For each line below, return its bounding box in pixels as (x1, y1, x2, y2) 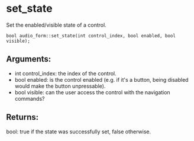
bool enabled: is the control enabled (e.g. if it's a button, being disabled (14, 76, 189, 83)
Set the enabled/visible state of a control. (6, 21, 106, 28)
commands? (14, 95, 45, 102)
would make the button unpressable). (14, 82, 106, 89)
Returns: (6, 112, 39, 123)
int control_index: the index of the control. (14, 70, 117, 77)
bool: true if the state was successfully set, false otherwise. (6, 128, 151, 135)
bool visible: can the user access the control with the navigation (14, 88, 170, 96)
